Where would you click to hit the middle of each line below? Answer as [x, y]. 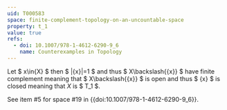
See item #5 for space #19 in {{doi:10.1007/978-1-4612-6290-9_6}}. [103, 99]
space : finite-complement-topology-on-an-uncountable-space [96, 20]
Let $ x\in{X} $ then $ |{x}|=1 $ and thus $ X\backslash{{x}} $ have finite [111, 71]
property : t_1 [28, 26]
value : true [24, 33]
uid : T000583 [26, 13]
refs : [15, 39]
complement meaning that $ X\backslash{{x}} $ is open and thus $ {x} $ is [113, 78]
